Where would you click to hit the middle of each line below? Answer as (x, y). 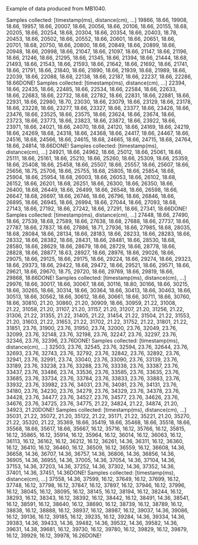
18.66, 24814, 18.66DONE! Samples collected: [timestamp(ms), (82, 146)
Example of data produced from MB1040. (56, 9)
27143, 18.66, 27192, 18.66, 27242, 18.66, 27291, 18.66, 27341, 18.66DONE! (97, 209)
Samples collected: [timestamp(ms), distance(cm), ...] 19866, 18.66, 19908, (97, 20)
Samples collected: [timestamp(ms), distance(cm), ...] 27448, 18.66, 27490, (98, 215)
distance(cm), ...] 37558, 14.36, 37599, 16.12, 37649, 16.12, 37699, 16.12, (93, 479)
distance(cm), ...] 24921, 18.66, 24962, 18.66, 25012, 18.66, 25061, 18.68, (95, 152)
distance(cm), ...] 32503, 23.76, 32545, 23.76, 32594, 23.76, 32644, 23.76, (98, 347)
